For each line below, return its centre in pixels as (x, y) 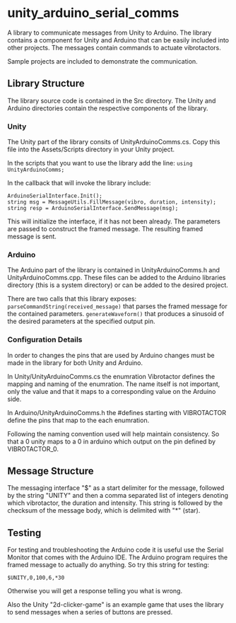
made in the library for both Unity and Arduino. (75, 363)
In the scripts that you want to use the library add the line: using (100, 163)
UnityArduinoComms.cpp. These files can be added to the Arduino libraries (117, 278)
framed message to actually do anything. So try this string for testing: (108, 565)
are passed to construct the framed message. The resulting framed (105, 229)
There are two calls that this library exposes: (72, 299)
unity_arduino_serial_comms (93, 13)
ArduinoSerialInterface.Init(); (55, 196)
